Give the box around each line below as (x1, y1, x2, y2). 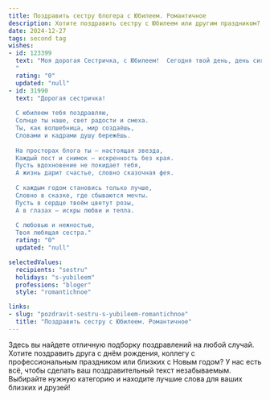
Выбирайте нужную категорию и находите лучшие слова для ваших (8, 373, 243, 383)
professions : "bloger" (15, 281, 92, 289)
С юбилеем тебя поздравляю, (15, 109, 110, 118)
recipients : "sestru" (15, 266, 88, 274)
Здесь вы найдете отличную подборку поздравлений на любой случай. (8, 340, 255, 349)
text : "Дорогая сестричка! (15, 94, 106, 102)
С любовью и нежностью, (15, 221, 95, 229)
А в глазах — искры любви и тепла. (15, 206, 135, 214)
